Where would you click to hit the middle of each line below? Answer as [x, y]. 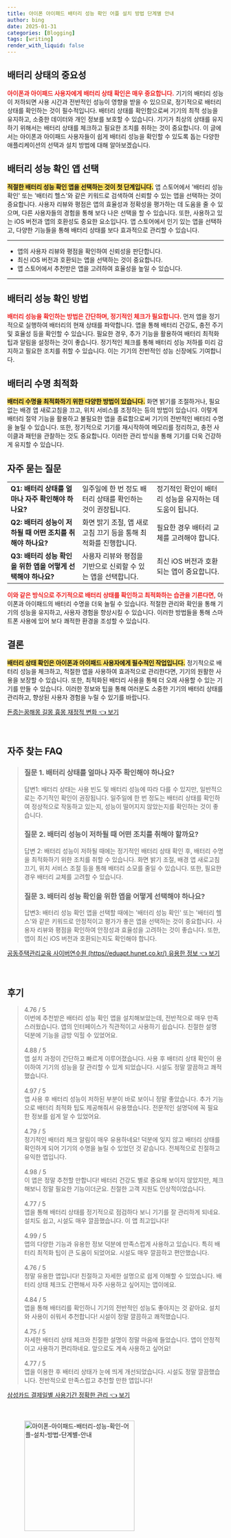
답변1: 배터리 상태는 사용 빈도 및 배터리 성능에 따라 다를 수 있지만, [111, 789]
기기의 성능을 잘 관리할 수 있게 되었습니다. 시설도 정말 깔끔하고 [126, 1067]
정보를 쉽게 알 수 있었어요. [66, 1116]
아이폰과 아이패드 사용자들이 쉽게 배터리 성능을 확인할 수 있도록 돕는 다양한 [120, 136]
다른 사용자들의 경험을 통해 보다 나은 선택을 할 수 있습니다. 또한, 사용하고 [119, 213]
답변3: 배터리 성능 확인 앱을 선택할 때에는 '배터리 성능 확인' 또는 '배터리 [119, 913]
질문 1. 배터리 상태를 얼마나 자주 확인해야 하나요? [99, 772]
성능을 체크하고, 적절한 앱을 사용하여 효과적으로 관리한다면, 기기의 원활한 [117, 671]
